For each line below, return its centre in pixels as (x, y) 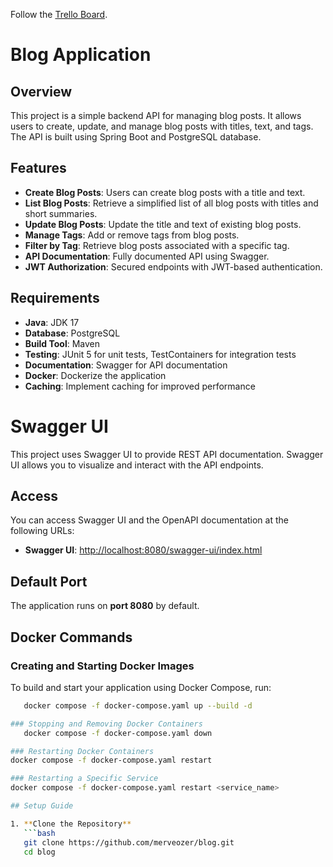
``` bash (39, 833)
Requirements (55, 298)
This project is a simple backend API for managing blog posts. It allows (156, 115)
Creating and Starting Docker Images (102, 666)
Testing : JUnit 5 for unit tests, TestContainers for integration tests (160, 354)
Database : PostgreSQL (72, 333)
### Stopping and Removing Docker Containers (106, 724)
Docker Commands (71, 637)
